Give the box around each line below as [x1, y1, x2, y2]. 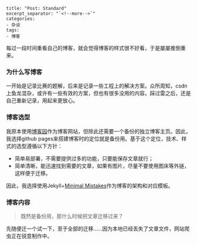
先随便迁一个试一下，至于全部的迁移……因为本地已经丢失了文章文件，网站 [6, 225, 185, 232]
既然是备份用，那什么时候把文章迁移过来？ [20, 212, 124, 220]
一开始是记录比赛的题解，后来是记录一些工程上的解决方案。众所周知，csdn [6, 82, 188, 89]
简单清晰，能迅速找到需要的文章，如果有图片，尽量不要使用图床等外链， [14, 162, 189, 169]
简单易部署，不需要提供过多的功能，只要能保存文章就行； [14, 155, 154, 162]
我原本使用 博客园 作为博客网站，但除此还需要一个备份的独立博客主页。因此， [6, 127, 191, 135]
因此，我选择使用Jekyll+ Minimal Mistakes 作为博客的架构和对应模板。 [6, 182, 174, 189]
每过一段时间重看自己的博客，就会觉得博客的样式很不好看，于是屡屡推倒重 [6, 45, 186, 51]
